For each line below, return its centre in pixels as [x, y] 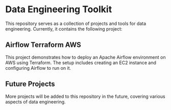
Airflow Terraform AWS [43, 45]
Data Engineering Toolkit [59, 9]
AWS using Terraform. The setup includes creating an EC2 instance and [81, 63]
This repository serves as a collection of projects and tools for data [76, 23]
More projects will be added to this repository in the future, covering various [85, 96]
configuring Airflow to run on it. [38, 68]
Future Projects [30, 84]
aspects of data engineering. [35, 102]
